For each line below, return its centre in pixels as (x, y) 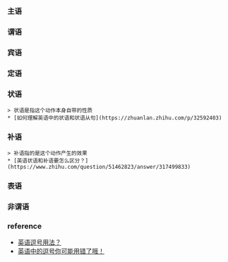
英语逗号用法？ (39, 242)
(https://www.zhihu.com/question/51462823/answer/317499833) (99, 167)
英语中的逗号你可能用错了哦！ (61, 251)
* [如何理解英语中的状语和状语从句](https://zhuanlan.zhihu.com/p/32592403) (115, 118)
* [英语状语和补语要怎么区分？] (48, 161)
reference (25, 226)
